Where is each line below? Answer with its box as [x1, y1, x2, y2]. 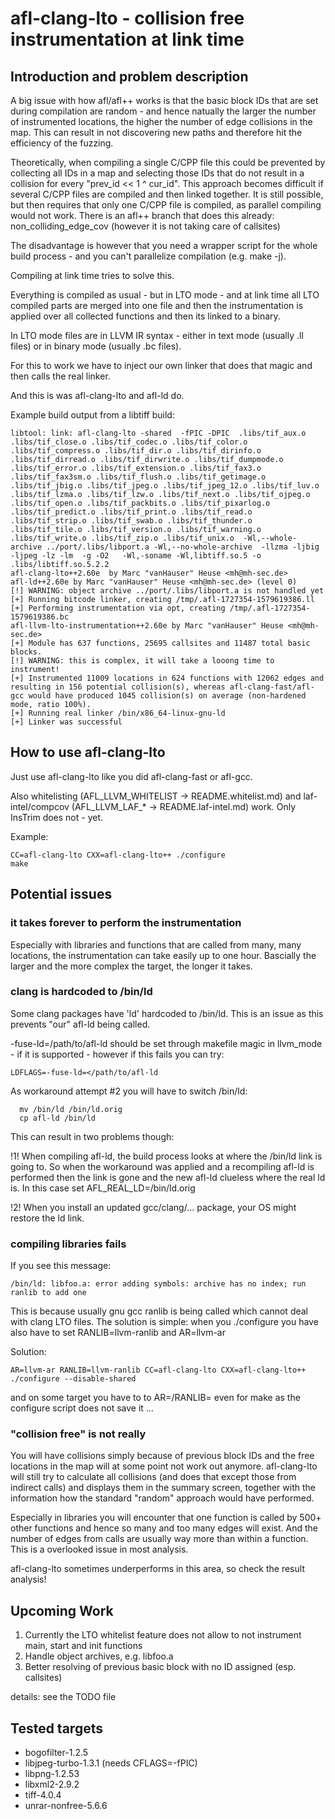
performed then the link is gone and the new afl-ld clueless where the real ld [10, 1171, 326, 1183]
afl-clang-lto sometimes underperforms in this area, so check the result [10, 1563, 305, 1575]
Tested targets [10, 1720, 103, 1737]
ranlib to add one [10, 1288, 87, 1298]
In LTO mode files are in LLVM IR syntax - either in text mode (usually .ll [10, 330, 304, 341]
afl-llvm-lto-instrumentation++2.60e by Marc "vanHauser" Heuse [10, 621, 284, 631]
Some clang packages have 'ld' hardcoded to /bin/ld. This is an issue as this [10, 1007, 324, 1019]
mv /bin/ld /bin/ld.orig [19, 1104, 123, 1114]
